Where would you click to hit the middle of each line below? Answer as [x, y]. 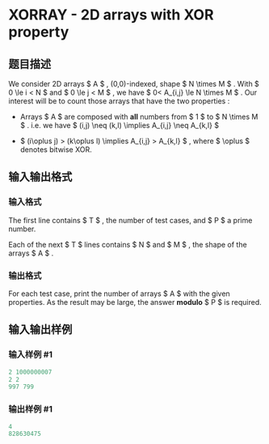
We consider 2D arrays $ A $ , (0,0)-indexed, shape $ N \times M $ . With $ [134, 84]
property [39, 32]
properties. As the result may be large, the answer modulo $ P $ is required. [135, 302]
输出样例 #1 [30, 409]
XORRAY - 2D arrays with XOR [111, 15]
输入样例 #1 [30, 355]
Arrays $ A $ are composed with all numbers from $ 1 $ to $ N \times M [139, 116]
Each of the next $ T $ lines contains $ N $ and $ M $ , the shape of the [128, 244]
